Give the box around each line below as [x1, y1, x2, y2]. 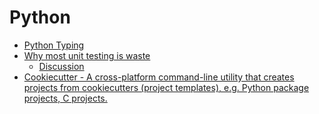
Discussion [38, 60, 85, 72]
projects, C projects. [23, 92, 108, 104]
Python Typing [23, 39, 85, 51]
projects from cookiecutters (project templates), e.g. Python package [23, 81, 310, 93]
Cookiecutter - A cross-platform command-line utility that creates [23, 71, 295, 83]
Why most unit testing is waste [23, 49, 151, 61]
